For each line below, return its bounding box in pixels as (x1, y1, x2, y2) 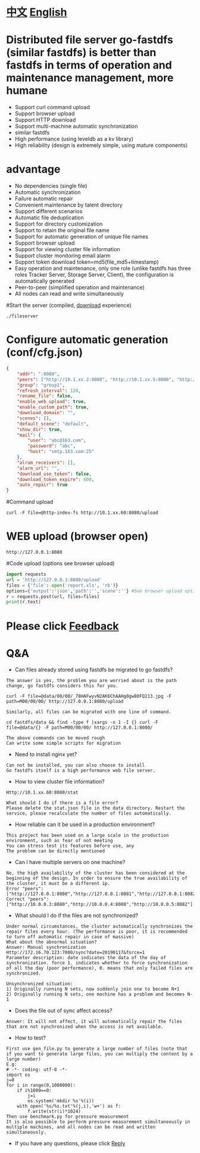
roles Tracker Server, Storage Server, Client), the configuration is (14, 271, 174, 278)
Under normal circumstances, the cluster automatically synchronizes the (6, 923, 193, 930)
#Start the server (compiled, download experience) (6, 302, 132, 309)
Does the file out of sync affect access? (14, 1007, 112, 1015)
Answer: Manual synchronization (6, 944, 86, 951)
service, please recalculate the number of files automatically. (6, 810, 171, 816)
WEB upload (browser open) (6, 529, 149, 543)
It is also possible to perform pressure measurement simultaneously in (6, 1119, 190, 1125)
